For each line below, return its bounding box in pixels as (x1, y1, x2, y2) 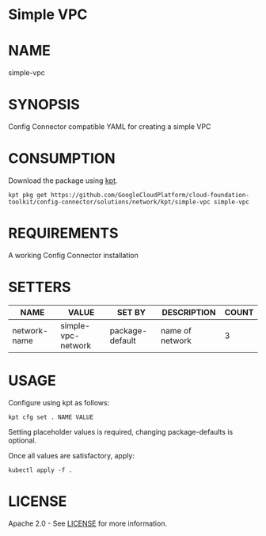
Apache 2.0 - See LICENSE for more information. (8, 519, 168, 528)
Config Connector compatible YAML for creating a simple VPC (8, 122, 211, 131)
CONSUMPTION (8, 150, 116, 168)
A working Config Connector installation (8, 250, 139, 260)
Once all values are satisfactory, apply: (8, 450, 135, 460)
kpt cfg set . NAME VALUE (8, 413, 93, 421)
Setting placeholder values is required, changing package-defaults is (8, 427, 234, 436)
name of (161, 325, 192, 336)
